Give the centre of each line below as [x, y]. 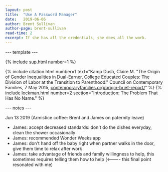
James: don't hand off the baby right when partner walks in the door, [83, 143]
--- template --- [22, 52]
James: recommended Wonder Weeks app [57, 138]
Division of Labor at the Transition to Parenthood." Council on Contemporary [84, 82]
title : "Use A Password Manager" [41, 15]
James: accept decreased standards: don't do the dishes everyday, [82, 127]
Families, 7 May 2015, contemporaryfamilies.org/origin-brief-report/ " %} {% [83, 87]
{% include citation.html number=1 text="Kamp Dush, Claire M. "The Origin [83, 71]
